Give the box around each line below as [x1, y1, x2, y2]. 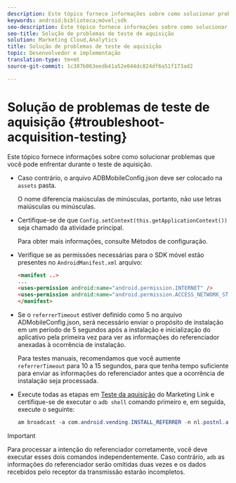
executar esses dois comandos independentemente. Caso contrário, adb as [7, 452, 225, 461]
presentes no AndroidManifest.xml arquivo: [17, 258, 143, 266]
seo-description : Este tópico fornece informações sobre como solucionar [7, 23, 228, 30]
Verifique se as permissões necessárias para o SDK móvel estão [17, 251, 204, 259]
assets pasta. [17, 181, 57, 189]
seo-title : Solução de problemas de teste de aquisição [7, 30, 174, 37]
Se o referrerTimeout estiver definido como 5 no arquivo [17, 310, 183, 319]
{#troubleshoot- [68, 114, 165, 130]
